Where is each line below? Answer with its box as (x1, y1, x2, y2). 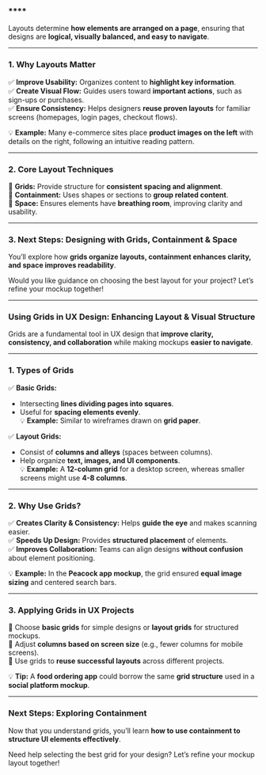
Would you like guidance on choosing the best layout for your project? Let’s (8, 275, 254, 286)
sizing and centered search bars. (8, 578, 117, 587)
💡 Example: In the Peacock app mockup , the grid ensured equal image (8, 568, 242, 579)
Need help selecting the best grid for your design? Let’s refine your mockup (8, 750, 255, 759)
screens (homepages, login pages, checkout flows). (8, 112, 178, 122)
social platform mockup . (8, 681, 90, 690)
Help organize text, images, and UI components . (19, 455, 180, 465)
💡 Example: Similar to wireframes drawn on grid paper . (19, 416, 201, 425)
